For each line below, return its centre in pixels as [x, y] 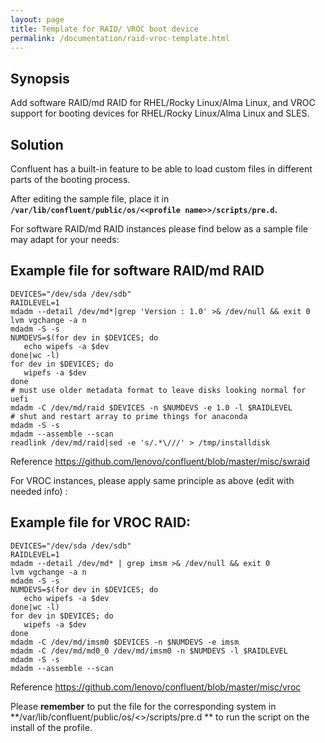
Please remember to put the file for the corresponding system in [143, 706]
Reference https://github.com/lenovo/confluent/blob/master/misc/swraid [160, 461]
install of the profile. [51, 727]
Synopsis [40, 78]
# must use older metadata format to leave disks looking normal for [158, 390]
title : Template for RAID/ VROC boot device [104, 29]
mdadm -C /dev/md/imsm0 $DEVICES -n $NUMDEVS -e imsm [125, 642]
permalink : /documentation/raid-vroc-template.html [120, 38]
